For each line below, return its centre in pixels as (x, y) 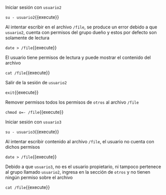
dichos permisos (23, 147)
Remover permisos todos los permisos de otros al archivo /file (72, 102)
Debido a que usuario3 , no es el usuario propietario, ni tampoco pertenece (83, 167)
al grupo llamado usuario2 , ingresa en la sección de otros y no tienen (78, 172)
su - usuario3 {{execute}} (32, 132)
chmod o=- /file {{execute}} (35, 112)
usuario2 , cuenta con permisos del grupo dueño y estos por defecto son (81, 32)
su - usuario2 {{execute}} (32, 17)
